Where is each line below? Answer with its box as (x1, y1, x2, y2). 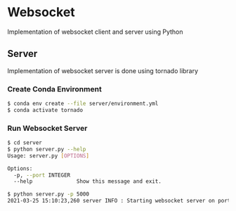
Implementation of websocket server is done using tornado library (7, 66, 199, 75)
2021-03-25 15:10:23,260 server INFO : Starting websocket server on (7, 198, 216, 205)
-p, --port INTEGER (13, 172, 71, 179)
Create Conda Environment (7, 84, 102, 94)
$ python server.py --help (7, 146, 86, 153)
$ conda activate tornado (7, 106, 83, 113)
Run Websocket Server (7, 123, 88, 133)
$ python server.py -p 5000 (7, 191, 90, 198)
